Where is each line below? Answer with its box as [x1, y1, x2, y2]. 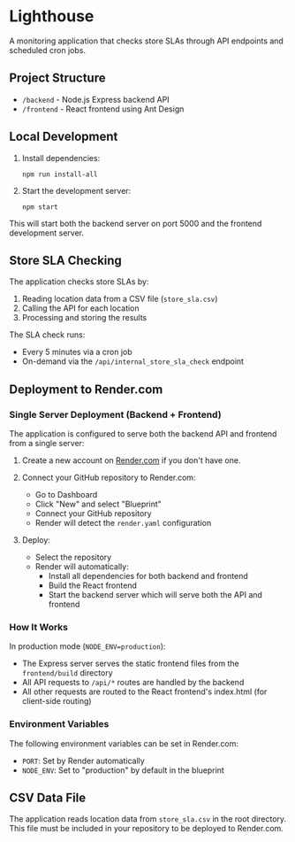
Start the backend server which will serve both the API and [48, 590, 263, 600]
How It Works [9, 621, 69, 633]
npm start [21, 202, 59, 212]
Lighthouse [9, 6, 95, 27]
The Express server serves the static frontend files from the [21, 658, 240, 669]
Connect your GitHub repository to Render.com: [21, 472, 196, 483]
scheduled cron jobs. [9, 44, 87, 55]
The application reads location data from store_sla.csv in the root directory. [9, 814, 287, 824]
